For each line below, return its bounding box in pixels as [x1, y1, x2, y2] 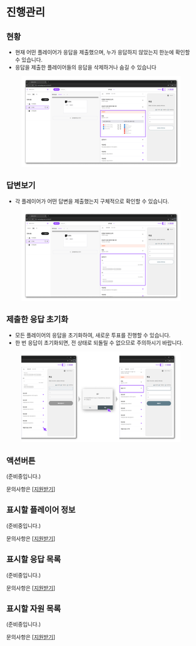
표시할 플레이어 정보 [6, 505, 76, 515]
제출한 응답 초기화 [6, 315, 69, 325]
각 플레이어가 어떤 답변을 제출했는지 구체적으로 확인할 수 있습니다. [14, 197, 170, 205]
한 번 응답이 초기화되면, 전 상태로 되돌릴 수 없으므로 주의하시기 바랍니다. [14, 339, 183, 346]
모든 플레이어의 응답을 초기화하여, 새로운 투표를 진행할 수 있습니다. [14, 331, 171, 339]
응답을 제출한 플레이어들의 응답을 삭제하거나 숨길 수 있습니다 [14, 64, 157, 71]
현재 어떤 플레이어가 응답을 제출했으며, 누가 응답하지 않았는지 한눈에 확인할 [14, 49, 191, 56]
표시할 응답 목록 [6, 554, 61, 564]
